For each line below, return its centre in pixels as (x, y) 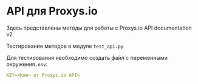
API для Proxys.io (52, 11)
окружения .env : (27, 64)
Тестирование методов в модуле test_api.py (65, 46)
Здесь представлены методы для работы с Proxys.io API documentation (99, 28)
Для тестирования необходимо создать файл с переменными (87, 57)
